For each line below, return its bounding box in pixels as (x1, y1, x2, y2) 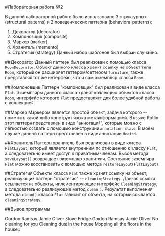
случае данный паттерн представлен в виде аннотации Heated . (5, 131, 137, 136)
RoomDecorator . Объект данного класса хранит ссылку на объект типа (5, 64, 152, 70)
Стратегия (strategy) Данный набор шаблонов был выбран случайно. (12, 49, 159, 55)
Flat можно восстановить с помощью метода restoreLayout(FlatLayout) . (5, 161, 160, 167)
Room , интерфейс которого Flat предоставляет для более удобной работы (5, 95, 161, 101)
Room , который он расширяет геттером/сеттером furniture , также (5, 69, 144, 75)
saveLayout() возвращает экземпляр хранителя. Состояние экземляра (5, 156, 154, 162)
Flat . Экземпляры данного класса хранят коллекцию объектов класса (5, 90, 154, 95)
